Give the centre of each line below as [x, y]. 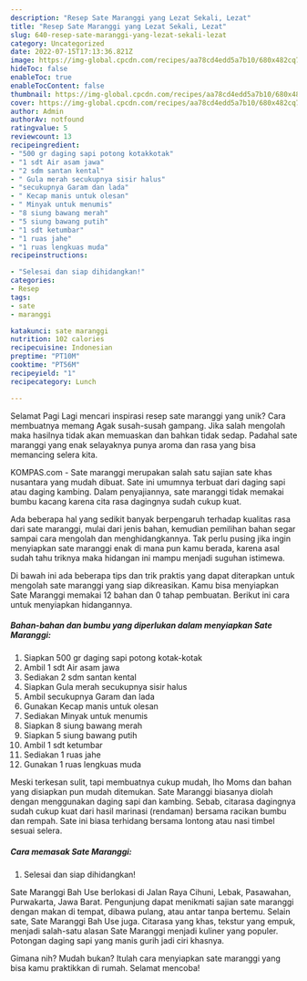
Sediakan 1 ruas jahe [62, 755]
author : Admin [37, 111]
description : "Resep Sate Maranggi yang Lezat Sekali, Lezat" [131, 18]
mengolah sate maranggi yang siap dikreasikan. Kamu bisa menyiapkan [144, 585]
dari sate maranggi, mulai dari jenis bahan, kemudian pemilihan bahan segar [153, 528]
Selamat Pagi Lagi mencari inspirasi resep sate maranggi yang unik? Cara [148, 415]
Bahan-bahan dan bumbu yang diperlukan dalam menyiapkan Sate [141, 625]
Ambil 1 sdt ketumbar [63, 746]
